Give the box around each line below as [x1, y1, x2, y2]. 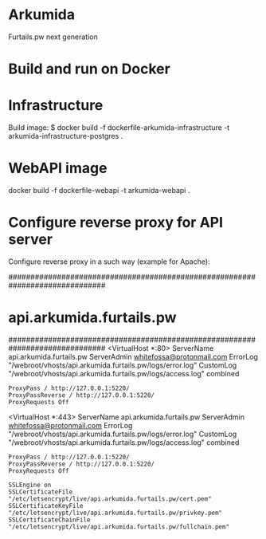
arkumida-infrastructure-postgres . [8, 132, 123, 141]
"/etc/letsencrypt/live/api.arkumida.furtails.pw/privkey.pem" [8, 509, 223, 517]
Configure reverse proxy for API [8, 214, 224, 232]
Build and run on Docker [8, 60, 171, 78]
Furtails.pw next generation [8, 32, 98, 41]
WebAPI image [8, 159, 108, 177]
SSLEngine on [8, 481, 52, 489]
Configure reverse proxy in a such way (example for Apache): [8, 257, 210, 266]
